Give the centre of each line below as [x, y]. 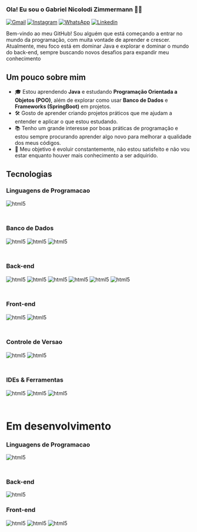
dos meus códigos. [38, 143]
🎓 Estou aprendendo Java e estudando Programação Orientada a [96, 92]
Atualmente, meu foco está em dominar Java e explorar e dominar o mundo [98, 46]
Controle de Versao [34, 342]
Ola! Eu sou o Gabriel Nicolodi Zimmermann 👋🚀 [74, 9]
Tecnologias [29, 174]
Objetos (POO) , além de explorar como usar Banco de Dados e [91, 100]
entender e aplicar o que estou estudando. [66, 122]
